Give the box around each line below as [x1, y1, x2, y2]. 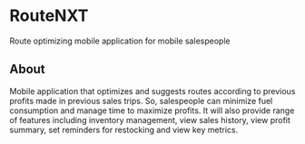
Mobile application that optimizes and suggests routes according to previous [9, 85, 296, 96]
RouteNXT [9, 5, 89, 26]
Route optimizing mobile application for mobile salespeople [9, 35, 231, 46]
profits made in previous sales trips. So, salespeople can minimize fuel [9, 95, 273, 106]
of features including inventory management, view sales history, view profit [9, 114, 290, 125]
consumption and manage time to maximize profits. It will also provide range [9, 105, 295, 116]
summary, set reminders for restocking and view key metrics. [9, 124, 239, 135]
